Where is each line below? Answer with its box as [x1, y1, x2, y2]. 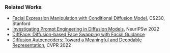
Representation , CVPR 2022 [12, 42, 71, 48]
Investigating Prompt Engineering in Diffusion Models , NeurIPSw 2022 [12, 26, 160, 32]
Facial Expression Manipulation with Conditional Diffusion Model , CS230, [12, 15, 165, 21]
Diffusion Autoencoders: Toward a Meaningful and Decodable [12, 37, 142, 43]
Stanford [12, 20, 31, 26]
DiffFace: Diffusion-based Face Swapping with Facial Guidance [12, 32, 145, 38]
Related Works [5, 4, 42, 11]
